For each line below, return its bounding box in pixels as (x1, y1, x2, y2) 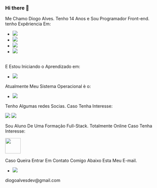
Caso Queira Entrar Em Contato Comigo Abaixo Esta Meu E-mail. (5, 158, 137, 164)
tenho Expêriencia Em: (5, 21, 51, 27)
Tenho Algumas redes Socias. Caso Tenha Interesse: (5, 103, 113, 109)
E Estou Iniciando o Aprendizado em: (5, 64, 81, 70)
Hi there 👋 (5, 4, 30, 11)
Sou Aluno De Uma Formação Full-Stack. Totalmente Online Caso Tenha (5, 123, 153, 129)
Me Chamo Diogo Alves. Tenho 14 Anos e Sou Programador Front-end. (5, 16, 150, 22)
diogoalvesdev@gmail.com (5, 178, 60, 184)
